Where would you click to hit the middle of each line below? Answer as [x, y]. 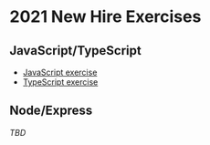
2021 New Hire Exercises [105, 17]
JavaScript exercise [60, 72]
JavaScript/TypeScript [75, 51]
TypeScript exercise [60, 82]
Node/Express [51, 111]
